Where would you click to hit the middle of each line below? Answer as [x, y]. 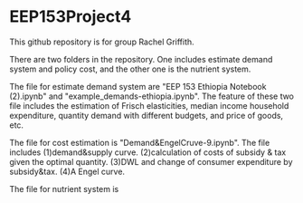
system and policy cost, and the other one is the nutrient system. [130, 69]
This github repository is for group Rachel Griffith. [102, 42]
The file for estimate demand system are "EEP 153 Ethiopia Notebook [138, 86]
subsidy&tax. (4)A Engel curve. [67, 171]
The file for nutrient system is [64, 188]
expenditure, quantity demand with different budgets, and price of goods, [146, 115]
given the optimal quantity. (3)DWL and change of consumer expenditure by [151, 161]
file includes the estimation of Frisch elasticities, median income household [149, 105]
